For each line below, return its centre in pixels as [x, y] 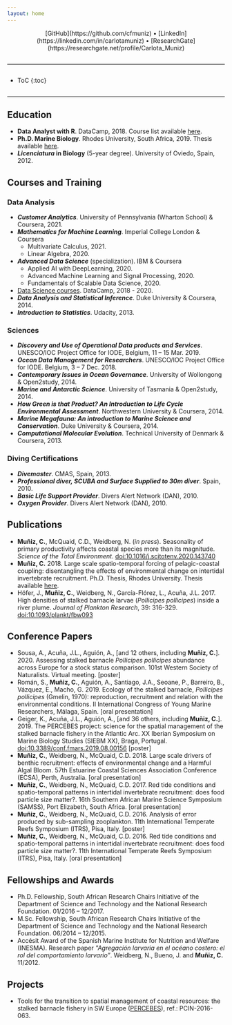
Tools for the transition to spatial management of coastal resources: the [119, 1001]
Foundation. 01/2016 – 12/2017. [61, 911]
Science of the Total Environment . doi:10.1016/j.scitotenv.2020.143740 [116, 556]
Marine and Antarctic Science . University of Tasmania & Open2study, [117, 389]
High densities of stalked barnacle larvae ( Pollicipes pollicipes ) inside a [118, 600]
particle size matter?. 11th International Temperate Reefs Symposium [114, 851]
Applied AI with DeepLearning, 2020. [80, 269]
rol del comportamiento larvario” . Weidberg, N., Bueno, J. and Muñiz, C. [120, 955]
